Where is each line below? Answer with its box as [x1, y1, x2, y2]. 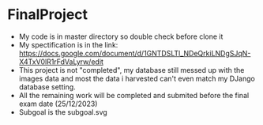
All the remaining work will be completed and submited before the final [18, 90, 250, 100]
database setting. [18, 81, 76, 92]
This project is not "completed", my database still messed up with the [18, 65, 245, 74]
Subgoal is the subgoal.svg [18, 107, 107, 116]
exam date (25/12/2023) [18, 99, 98, 108]
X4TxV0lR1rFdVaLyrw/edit [18, 57, 104, 66]
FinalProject [7, 6, 88, 24]
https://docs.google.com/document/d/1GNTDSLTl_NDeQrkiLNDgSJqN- [18, 48, 251, 58]
